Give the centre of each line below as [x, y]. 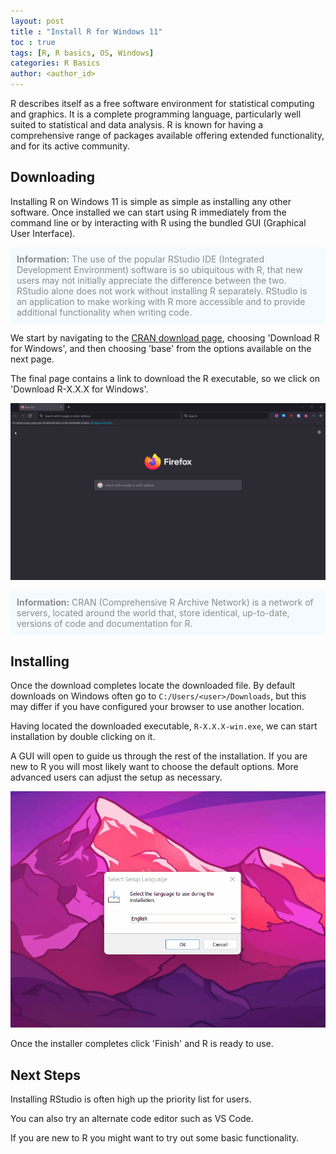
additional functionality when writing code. [104, 312]
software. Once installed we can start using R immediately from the [148, 212]
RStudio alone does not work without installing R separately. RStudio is [162, 291]
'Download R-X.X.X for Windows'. [79, 389]
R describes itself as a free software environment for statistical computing [162, 103]
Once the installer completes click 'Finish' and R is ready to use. [142, 1044]
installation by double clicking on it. [83, 737]
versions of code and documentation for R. [104, 624]
